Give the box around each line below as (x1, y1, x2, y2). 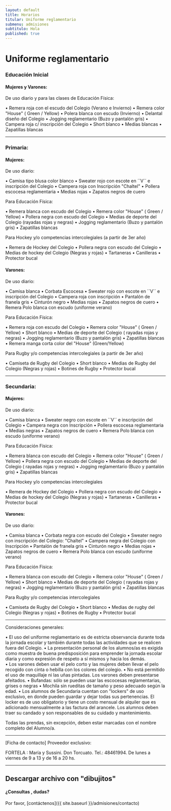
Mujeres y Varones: (5, 83, 47, 90)
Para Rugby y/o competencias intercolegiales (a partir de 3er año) (5, 350, 144, 356)
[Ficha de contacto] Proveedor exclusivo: (5, 739, 92, 746)
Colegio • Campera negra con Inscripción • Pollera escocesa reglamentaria (5, 422, 164, 428)
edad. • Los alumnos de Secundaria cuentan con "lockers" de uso (5, 688, 144, 694)
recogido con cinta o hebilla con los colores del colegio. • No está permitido (5, 666, 165, 673)
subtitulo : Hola (5, 26, 40, 32)
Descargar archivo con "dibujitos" (5, 774, 116, 783)
